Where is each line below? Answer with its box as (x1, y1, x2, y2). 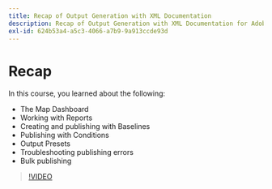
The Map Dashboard (19, 105, 89, 114)
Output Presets (19, 139, 71, 148)
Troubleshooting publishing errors (19, 148, 134, 157)
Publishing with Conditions (19, 131, 109, 140)
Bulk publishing (19, 156, 72, 166)
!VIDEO (28, 172, 53, 182)
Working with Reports (19, 113, 93, 122)
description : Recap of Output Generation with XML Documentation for (8, 19, 249, 28)
